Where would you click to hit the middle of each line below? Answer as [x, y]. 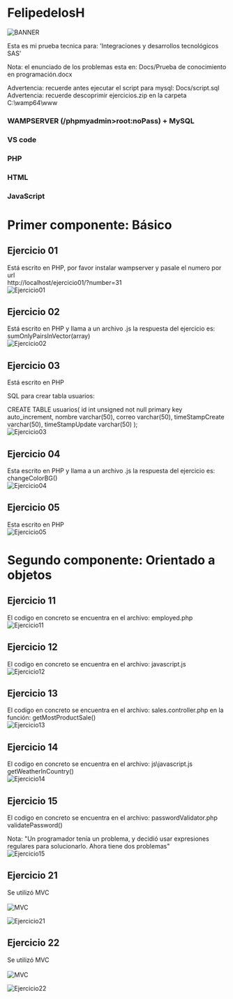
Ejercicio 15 [32, 801]
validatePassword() [35, 825]
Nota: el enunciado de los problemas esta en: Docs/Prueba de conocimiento [117, 67]
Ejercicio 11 [32, 601]
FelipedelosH [46, 13]
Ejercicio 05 [34, 508]
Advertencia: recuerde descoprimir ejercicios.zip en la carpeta [97, 95]
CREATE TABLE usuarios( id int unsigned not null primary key [95, 410]
